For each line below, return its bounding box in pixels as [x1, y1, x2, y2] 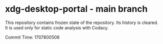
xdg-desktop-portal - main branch [5, 3, 148, 15]
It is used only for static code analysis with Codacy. [5, 24, 109, 30]
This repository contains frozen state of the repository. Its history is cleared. [5, 20, 158, 25]
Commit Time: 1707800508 [5, 34, 60, 40]
